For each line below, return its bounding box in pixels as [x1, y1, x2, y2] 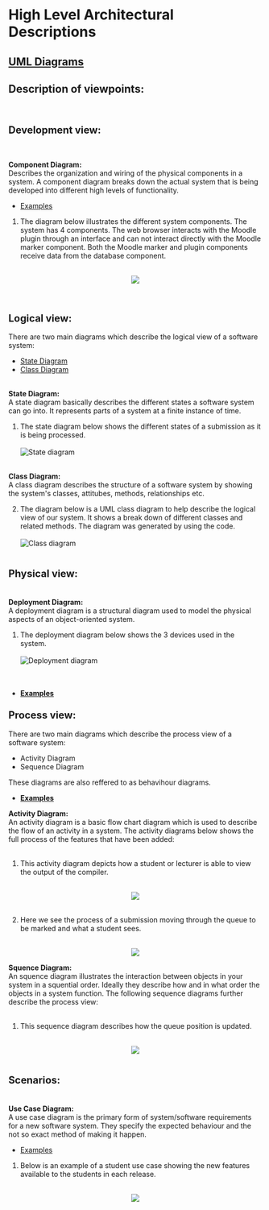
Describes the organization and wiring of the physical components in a [8, 168, 243, 178]
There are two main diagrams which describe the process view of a [8, 729, 232, 739]
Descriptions [8, 23, 97, 41]
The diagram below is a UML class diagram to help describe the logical [19, 503, 256, 513]
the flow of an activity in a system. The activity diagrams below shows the [8, 826, 254, 835]
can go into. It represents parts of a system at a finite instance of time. [8, 405, 242, 416]
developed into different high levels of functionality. [8, 185, 180, 195]
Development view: [8, 123, 101, 137]
